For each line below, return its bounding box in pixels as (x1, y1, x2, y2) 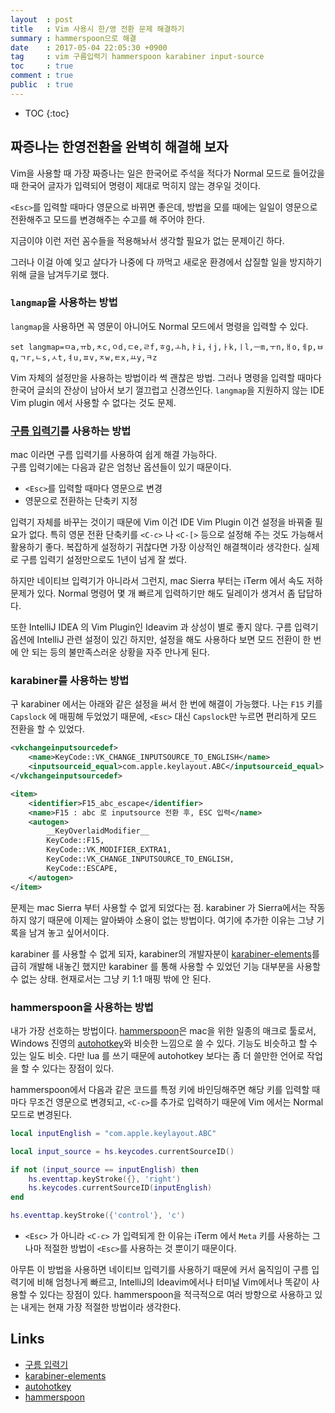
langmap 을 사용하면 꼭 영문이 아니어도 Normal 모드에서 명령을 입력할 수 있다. (10, 320, 309, 332)
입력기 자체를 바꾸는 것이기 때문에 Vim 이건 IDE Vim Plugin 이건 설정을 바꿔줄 (10, 516, 313, 528)
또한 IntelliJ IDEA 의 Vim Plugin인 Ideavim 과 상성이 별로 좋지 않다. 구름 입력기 (10, 621, 319, 633)
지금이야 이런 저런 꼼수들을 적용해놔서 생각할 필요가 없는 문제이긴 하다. (10, 234, 285, 246)
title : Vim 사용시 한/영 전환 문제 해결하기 (10, 24, 185, 34)
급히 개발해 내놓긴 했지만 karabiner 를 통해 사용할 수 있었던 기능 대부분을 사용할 (10, 960, 321, 972)
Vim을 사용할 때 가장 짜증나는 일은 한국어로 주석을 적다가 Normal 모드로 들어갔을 (10, 167, 325, 179)
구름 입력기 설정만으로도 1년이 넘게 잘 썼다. (20, 554, 188, 566)
